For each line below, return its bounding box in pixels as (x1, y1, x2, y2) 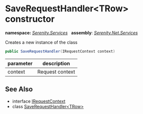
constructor (5, 13, 55, 25)
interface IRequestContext (12, 98, 65, 104)
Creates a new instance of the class (5, 39, 78, 45)
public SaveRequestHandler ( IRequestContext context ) (5, 49, 115, 54)
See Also (5, 85, 33, 94)
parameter (7, 60, 33, 67)
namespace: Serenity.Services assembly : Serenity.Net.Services (5, 30, 138, 36)
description (42, 60, 70, 67)
